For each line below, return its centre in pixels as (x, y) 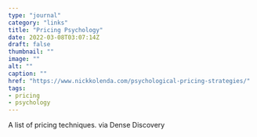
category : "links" (38, 23)
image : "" (24, 59)
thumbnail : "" (31, 52)
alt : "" (21, 67)
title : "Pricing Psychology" (56, 30)
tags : (17, 88)
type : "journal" (34, 15)
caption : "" (27, 74)
